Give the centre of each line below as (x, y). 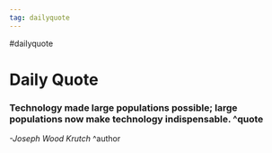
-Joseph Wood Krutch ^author (65, 139)
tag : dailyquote (39, 18)
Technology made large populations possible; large (123, 107)
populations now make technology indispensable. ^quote (136, 119)
